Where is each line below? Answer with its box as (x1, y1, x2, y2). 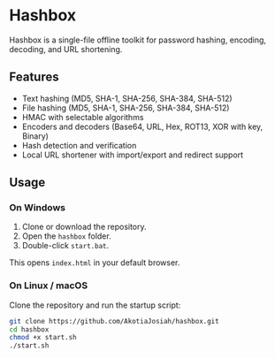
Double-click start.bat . (21, 240, 110, 251)
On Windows (9, 202, 66, 214)
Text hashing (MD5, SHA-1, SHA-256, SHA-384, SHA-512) (21, 93, 233, 103)
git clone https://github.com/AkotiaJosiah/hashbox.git (9, 316, 219, 325)
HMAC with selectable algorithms (21, 111, 144, 122)
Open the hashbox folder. (21, 231, 112, 241)
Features (9, 70, 59, 85)
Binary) (21, 130, 49, 141)
